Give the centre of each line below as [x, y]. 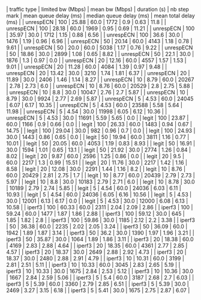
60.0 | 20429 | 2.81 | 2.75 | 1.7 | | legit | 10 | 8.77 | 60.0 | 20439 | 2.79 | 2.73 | [100, 175]
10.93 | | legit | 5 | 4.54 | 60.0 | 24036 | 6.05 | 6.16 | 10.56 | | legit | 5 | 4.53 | [99, 194]
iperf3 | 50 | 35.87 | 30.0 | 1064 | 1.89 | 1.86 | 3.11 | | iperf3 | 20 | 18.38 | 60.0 [100, 239]
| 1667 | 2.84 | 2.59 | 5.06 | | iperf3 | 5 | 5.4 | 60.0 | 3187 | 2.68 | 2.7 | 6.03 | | [100, 277]
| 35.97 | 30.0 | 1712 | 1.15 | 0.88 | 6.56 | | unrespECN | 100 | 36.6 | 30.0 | [95, 35]
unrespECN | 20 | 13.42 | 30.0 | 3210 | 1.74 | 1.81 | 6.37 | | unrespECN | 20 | [98, 73]
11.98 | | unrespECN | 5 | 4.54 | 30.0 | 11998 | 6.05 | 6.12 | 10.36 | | [87, 112]
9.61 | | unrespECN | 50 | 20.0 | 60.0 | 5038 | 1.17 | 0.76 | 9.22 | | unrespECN [100, 47]
